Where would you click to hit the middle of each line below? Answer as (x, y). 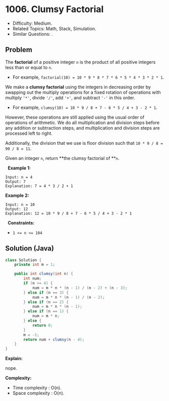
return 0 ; (42, 325)
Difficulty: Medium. (32, 23)
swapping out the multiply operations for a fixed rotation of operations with (83, 92)
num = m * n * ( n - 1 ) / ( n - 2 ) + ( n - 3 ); (80, 288)
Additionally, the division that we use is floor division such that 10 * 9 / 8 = (84, 143)
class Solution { (23, 260)
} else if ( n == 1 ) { (46, 311)
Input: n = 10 (20, 205)
